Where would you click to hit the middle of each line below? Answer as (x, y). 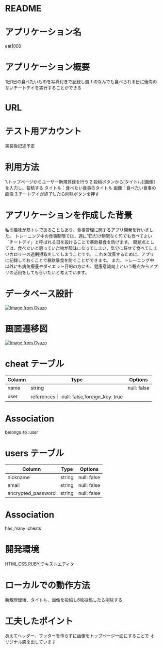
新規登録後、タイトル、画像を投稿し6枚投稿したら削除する (64, 600)
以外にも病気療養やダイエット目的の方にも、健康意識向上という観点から (77, 266)
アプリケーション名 (43, 32)
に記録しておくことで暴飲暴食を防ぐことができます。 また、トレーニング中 (80, 260)
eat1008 (13, 46)
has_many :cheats (23, 528)
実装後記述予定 (20, 146)
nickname (19, 477)
